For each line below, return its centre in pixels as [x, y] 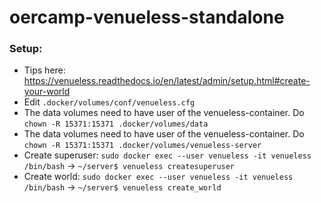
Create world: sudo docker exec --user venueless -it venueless [158, 177]
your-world [47, 92]
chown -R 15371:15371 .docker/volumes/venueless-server [142, 146]
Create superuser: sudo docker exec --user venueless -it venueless [167, 155]
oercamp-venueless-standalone [147, 17]
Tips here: [44, 70]
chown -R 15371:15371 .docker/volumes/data [116, 124]
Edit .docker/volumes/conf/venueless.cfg [109, 102]
